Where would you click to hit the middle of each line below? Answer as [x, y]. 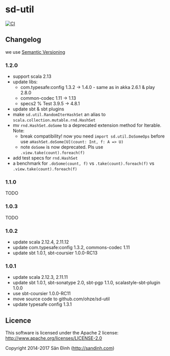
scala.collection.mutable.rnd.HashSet [54, 120]
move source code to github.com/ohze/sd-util [61, 299]
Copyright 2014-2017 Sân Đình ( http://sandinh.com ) [60, 348]
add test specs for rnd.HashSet [45, 158]
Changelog [23, 40]
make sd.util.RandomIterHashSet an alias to [59, 115]
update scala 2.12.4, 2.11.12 [41, 242]
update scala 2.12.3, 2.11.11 [40, 277]
